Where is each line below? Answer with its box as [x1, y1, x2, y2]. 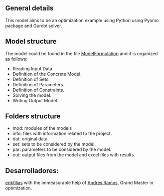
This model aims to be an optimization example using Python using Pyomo [5, 17, 159, 23]
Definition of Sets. [12, 76, 50, 82]
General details [5, 4, 54, 13]
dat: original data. [12, 136, 49, 142]
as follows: [5, 56, 28, 62]
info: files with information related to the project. [12, 130, 112, 137]
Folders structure [5, 112, 61, 121]
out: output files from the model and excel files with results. [12, 152, 135, 158]
